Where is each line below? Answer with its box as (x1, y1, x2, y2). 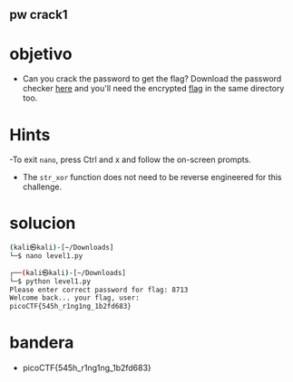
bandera (9, 332, 74, 353)
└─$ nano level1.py (9, 252, 83, 261)
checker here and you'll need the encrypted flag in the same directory (22, 83, 285, 94)
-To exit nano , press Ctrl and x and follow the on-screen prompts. (9, 154, 251, 166)
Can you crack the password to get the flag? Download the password (22, 73, 282, 84)
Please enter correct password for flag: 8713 (9, 285, 189, 294)
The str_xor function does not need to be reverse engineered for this (22, 172, 282, 183)
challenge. (22, 181, 62, 193)
